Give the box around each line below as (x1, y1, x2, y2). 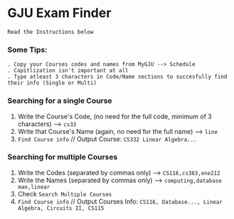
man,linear (17, 183, 50, 191)
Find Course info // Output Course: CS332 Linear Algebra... (17, 135, 197, 143)
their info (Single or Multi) (7, 79, 97, 86)
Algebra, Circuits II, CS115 (17, 204, 105, 212)
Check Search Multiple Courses (17, 189, 112, 198)
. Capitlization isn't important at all (7, 67, 129, 74)
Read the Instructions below (7, 28, 94, 35)
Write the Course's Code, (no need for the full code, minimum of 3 (17, 112, 212, 120)
